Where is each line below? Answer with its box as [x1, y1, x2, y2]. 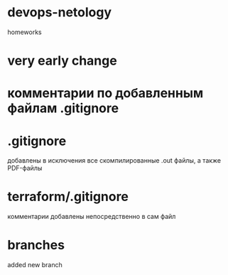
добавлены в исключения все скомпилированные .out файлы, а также [7, 156, 222, 165]
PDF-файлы [7, 164, 43, 173]
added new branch [7, 261, 63, 269]
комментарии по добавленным [7, 85, 204, 102]
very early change [7, 53, 117, 69]
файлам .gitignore [7, 100, 119, 117]
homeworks [7, 28, 43, 36]
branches [7, 237, 65, 253]
